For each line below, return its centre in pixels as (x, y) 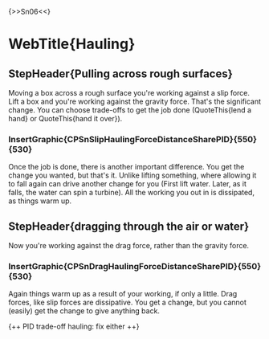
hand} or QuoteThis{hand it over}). (65, 118)
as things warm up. (40, 201)
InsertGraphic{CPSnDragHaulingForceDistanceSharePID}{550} (135, 267)
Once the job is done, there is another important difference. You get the (126, 167)
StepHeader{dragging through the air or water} (129, 226)
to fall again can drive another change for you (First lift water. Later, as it (128, 184)
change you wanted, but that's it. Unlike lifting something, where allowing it (132, 175)
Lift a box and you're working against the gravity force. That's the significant (135, 101)
